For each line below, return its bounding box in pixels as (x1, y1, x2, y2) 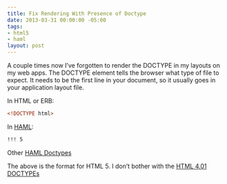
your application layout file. (7, 84, 84, 91)
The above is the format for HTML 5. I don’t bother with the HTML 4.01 (7, 162, 207, 170)
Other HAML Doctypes (7, 148, 72, 156)
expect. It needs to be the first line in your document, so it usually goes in (7, 76, 216, 84)
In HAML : (7, 122, 34, 131)
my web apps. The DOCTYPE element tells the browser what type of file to (7, 68, 219, 77)
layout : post (7, 42, 45, 49)
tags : (7, 23, 23, 30)
